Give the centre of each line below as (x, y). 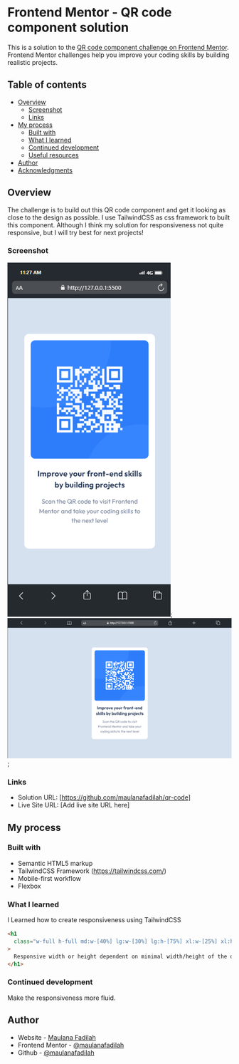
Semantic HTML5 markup (55, 863)
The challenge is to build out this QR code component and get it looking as (117, 210)
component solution (68, 27)
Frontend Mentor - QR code (90, 12)
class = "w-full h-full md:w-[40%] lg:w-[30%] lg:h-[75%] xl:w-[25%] (116, 941)
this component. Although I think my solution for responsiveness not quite (116, 224)
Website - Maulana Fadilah (57, 1037)
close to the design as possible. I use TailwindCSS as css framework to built (118, 217)
